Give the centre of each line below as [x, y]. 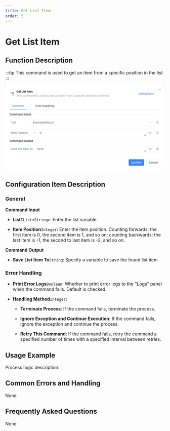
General [15, 199]
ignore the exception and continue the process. [69, 324]
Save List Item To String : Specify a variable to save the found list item [85, 260]
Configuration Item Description [55, 184]
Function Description [39, 61]
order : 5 [14, 16]
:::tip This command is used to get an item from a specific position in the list [84, 72]
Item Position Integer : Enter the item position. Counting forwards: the [84, 229]
